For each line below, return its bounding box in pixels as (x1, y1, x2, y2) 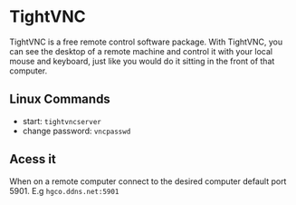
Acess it (9, 151, 56, 167)
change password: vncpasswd (22, 125, 131, 136)
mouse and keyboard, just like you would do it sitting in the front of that (9, 55, 275, 66)
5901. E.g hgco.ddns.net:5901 (9, 185, 119, 196)
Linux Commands (9, 92, 110, 107)
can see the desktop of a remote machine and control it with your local (9, 45, 273, 56)
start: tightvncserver (22, 115, 101, 126)
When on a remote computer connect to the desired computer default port (9, 175, 287, 187)
